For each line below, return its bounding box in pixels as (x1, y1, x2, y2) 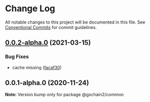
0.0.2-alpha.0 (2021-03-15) (5, 39, 91, 47)
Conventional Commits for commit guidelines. (5, 24, 97, 30)
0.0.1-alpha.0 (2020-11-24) (5, 79, 89, 87)
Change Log (5, 3, 55, 14)
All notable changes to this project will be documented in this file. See (5, 19, 146, 25)
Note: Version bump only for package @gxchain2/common (5, 92, 124, 98)
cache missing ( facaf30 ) (12, 64, 62, 70)
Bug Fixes (5, 53, 29, 60)
